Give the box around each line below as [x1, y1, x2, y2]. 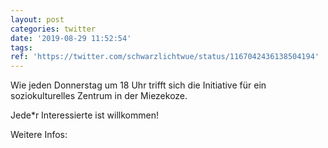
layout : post [10, 14, 65, 25]
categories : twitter [10, 24, 97, 34]
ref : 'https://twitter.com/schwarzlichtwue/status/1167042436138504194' [10, 52, 320, 62]
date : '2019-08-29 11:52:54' [10, 33, 132, 43]
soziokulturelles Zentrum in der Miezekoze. [10, 90, 188, 102]
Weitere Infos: [10, 129, 68, 141]
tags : [10, 42, 33, 53]
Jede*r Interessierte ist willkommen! [10, 109, 159, 121]
